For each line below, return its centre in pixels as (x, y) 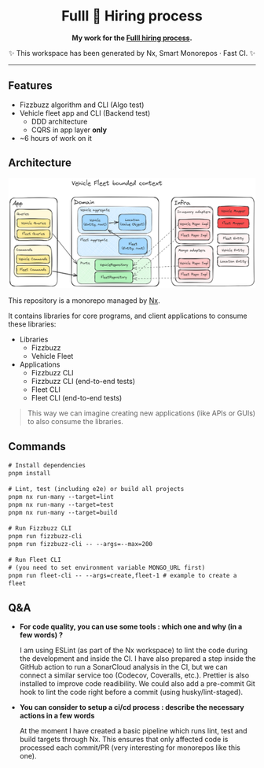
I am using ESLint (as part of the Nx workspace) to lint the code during (134, 650)
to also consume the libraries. (75, 422)
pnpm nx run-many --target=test (61, 505)
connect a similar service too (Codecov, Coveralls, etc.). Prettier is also (134, 675)
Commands (37, 447)
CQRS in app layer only (69, 130)
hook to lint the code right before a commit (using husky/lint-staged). (131, 692)
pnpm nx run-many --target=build (63, 513)
